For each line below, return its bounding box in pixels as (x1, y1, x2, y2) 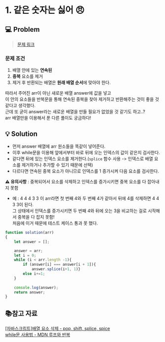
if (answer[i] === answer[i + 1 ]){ (23, 262, 96, 267)
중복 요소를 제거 (12, 73, 43, 79)
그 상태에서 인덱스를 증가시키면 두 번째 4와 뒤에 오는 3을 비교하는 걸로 (12, 208, 147, 214)
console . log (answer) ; (14, 285, 58, 290)
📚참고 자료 (5, 309, 38, 318)
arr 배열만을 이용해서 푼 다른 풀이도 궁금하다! (5, 115, 91, 121)
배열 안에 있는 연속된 (12, 67, 52, 73)
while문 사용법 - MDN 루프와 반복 (5, 332, 71, 338)
